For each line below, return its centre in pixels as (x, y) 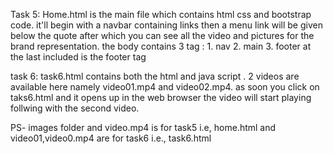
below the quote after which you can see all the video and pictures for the (162, 35)
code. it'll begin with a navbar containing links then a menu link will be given (166, 25)
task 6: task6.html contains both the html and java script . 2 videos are (155, 76)
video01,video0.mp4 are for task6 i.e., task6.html (111, 138)
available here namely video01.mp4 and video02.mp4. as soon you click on (165, 87)
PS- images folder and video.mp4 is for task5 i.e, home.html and (143, 127)
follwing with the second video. (75, 108)
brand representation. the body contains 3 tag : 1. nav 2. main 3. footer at (161, 46)
